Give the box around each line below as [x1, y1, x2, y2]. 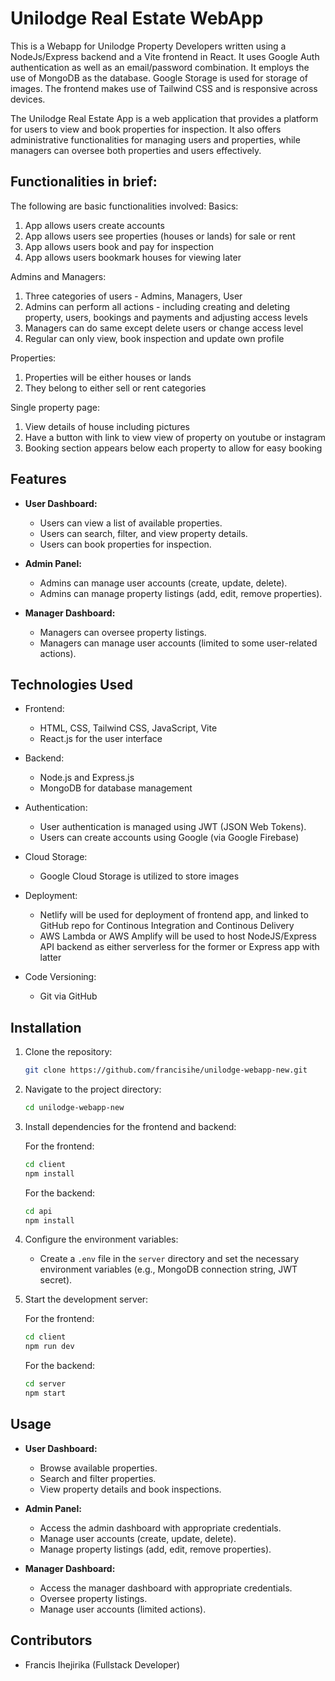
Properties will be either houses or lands [24, 371, 192, 383]
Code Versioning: [24, 971, 97, 983]
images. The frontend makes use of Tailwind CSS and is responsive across [10, 82, 318, 94]
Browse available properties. [39, 1462, 158, 1474]
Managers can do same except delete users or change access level [24, 322, 304, 334]
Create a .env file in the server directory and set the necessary [39, 1253, 300, 1265]
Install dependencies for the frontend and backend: [24, 1120, 237, 1132]
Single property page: [10, 401, 100, 413]
